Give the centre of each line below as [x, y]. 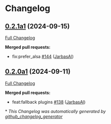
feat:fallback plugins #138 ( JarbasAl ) [49, 102]
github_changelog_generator [34, 116]
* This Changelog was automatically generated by [55, 111]
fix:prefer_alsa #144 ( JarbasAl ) [43, 56]
